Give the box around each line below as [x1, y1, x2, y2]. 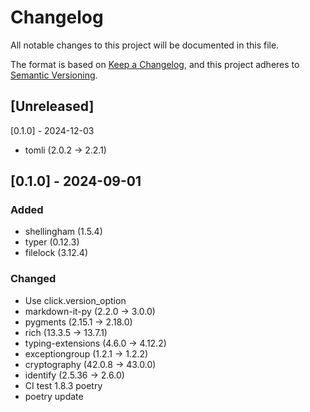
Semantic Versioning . [10, 69, 98, 81]
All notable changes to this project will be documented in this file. [10, 39, 280, 51]
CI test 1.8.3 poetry [24, 379, 103, 391]
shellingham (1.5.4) [24, 226, 103, 238]
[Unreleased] [10, 98, 95, 115]
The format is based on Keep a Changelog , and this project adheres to [10, 58, 300, 70]
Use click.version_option [24, 294, 127, 306]
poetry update [24, 390, 84, 402]
